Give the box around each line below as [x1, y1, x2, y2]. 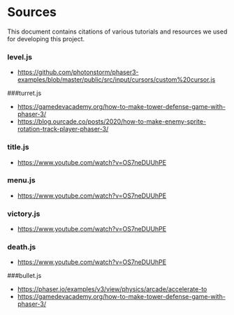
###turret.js [7, 89, 42, 98]
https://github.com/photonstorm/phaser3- [17, 68, 139, 77]
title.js [7, 142, 29, 152]
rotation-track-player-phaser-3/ [17, 125, 109, 133]
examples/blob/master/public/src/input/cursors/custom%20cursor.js [17, 75, 216, 84]
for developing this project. [7, 34, 85, 43]
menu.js [7, 175, 36, 185]
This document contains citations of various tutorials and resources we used [7, 27, 228, 36]
